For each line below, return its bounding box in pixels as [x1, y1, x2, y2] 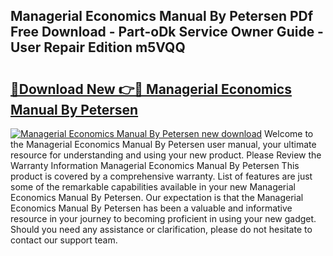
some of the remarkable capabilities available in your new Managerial [10, 181, 296, 193]
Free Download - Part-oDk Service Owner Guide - [10, 24, 324, 41]
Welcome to [264, 128, 314, 139]
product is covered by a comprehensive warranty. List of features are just [10, 170, 313, 182]
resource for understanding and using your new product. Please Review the [10, 149, 322, 161]
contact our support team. [10, 234, 118, 246]
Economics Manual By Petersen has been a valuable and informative [10, 202, 293, 214]
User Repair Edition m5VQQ [10, 39, 186, 56]
